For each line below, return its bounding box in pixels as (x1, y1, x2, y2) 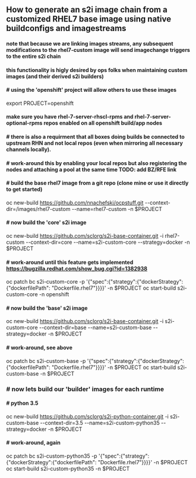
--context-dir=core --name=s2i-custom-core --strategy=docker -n (26, 238, 190, 246)
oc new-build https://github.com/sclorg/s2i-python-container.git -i (6, 412, 169, 420)
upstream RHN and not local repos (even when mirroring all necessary (6, 139, 183, 147)
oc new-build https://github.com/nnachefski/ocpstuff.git (6, 199, 144, 206)
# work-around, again (6, 439, 61, 446)
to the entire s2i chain (6, 52, 61, 60)
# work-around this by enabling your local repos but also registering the (6, 159, 187, 166)
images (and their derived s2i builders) (6, 73, 104, 80)
